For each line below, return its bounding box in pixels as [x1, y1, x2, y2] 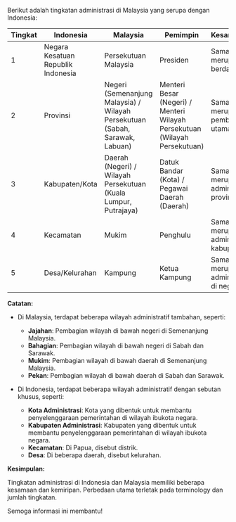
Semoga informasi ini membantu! [7, 507, 103, 515]
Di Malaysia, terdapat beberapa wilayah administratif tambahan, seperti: [17, 313, 226, 321]
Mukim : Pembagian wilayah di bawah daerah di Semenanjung [27, 357, 207, 364]
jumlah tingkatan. [7, 493, 58, 502]
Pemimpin [164, 30, 199, 39]
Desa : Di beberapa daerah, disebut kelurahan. [27, 451, 162, 459]
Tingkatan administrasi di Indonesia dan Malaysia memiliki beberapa [7, 478, 205, 486]
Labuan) [104, 141, 132, 151]
